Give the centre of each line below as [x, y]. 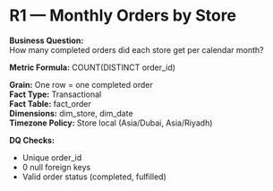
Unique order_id [52, 157]
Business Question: [47, 40]
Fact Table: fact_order [51, 103]
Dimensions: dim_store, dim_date [71, 113]
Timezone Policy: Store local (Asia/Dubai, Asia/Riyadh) [111, 123]
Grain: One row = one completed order [81, 84]
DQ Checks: [32, 140]
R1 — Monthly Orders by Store [123, 16]
